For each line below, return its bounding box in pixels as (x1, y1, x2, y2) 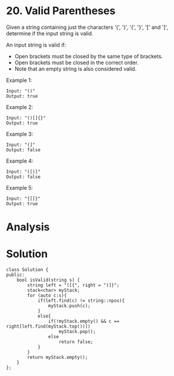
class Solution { (6, 267, 49, 273)
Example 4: (6, 157, 34, 164)
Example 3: (6, 130, 34, 137)
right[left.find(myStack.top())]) (6, 324, 91, 329)
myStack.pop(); (58, 329, 96, 335)
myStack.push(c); (48, 303, 91, 309)
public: (6, 272, 25, 278)
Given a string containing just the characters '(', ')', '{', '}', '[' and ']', (6, 24, 169, 31)
